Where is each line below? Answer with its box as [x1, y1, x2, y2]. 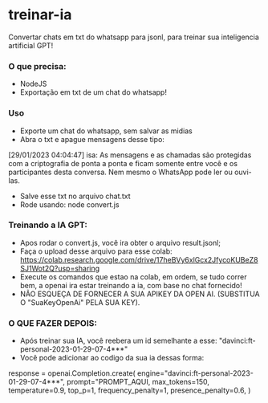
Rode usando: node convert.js [19, 199, 120, 210]
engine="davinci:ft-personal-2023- [137, 368, 254, 378]
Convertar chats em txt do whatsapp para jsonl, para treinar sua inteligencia [8, 32, 259, 42]
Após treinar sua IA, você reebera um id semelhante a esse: [19, 336, 218, 346]
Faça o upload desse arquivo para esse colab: [19, 246, 173, 256]
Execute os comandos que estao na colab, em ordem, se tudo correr [19, 271, 247, 282]
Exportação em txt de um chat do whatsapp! [19, 88, 167, 97]
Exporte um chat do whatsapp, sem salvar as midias [19, 126, 193, 136]
